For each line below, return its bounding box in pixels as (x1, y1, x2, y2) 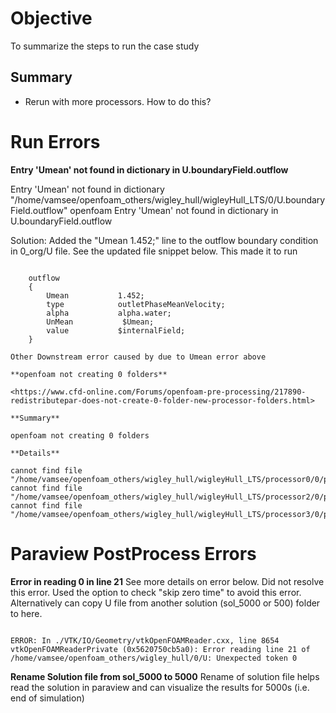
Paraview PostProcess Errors (10, 542, 257, 565)
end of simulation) (10, 692, 85, 704)
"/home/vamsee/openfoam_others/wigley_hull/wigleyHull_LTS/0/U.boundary (10, 193, 326, 206)
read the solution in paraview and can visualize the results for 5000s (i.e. (10, 681, 310, 693)
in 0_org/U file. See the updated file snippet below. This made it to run (10, 245, 298, 257)
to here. (10, 607, 43, 619)
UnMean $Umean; (46, 317, 155, 327)
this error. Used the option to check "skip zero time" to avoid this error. (10, 586, 302, 598)
